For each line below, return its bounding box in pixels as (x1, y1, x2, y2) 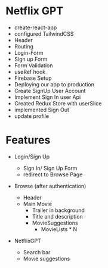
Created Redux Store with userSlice (14, 99, 102, 107)
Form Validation (14, 61, 53, 69)
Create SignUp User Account (14, 87, 86, 94)
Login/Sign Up (14, 153, 50, 160)
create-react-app (14, 24, 57, 31)
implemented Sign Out (14, 106, 70, 113)
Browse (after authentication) (14, 182, 87, 189)
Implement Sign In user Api (14, 94, 81, 101)
